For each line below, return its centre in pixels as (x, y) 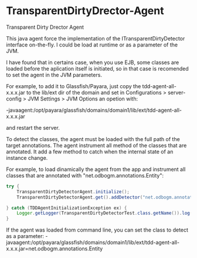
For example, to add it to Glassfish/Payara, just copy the (74, 86)
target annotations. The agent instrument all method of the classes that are (96, 145)
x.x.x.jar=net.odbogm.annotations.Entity (55, 249)
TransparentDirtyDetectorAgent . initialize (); (73, 192)
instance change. (27, 158)
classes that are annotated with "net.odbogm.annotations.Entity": (85, 175)
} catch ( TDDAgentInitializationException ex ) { (67, 208)
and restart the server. (33, 128)
